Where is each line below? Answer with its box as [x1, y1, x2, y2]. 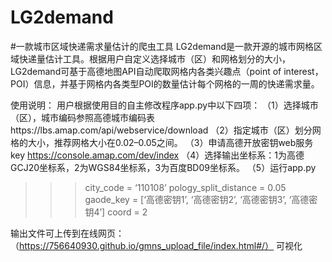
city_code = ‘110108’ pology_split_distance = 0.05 [84, 181, 287, 193]
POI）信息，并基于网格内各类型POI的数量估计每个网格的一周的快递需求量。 [10, 77, 320, 90]
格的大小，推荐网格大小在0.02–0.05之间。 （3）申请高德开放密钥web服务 [10, 136, 314, 148]
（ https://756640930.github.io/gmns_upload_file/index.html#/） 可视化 [10, 239, 303, 251]
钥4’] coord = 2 [84, 206, 148, 218]
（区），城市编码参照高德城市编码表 [10, 111, 155, 123]
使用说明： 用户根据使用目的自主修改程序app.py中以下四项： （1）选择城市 [10, 99, 319, 111]
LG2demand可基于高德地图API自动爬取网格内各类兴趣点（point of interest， [10, 65, 324, 77]
